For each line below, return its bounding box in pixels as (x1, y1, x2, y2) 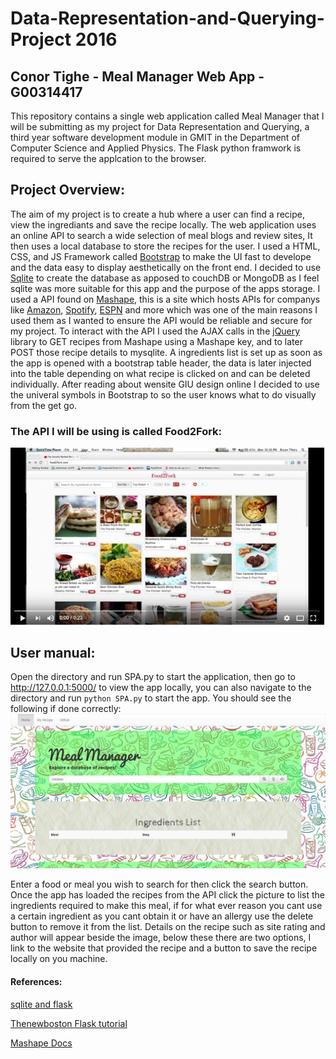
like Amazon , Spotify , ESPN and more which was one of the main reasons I (10, 303, 318, 316)
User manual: (10, 644, 96, 661)
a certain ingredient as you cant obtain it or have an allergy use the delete (10, 910, 314, 922)
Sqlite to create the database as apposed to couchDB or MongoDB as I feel (10, 272, 320, 284)
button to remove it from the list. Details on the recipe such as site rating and (10, 921, 326, 933)
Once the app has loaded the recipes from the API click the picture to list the (10, 889, 325, 901)
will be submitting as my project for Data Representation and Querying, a (10, 121, 310, 132)
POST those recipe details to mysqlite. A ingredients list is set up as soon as (10, 346, 323, 358)
